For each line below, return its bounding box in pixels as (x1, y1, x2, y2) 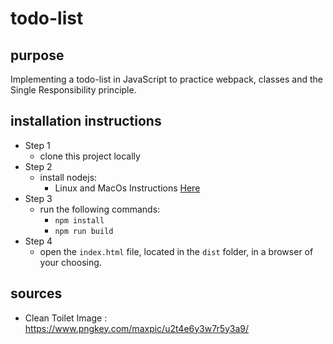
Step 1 (24, 139, 51, 151)
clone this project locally (39, 150, 141, 162)
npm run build (54, 226, 114, 236)
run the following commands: (39, 203, 161, 215)
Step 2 (24, 160, 53, 172)
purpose (10, 47, 65, 64)
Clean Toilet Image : (24, 312, 108, 324)
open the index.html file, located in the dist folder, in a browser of (39, 245, 314, 257)
